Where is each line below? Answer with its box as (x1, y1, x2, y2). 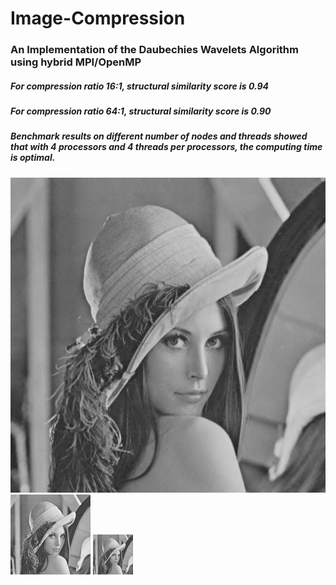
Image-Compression (10, 7, 186, 30)
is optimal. (10, 152, 56, 164)
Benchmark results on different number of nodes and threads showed (10, 130, 308, 142)
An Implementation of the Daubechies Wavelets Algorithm (10, 43, 299, 57)
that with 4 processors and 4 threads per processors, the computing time (10, 141, 323, 153)
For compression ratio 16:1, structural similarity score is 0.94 (10, 80, 270, 92)
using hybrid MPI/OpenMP (10, 55, 142, 69)
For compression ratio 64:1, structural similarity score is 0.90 (10, 105, 272, 117)
